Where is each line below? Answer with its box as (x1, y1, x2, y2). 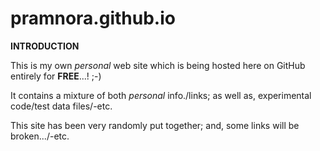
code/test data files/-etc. (10, 100, 113, 112)
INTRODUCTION (10, 40, 80, 52)
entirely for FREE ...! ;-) (10, 70, 102, 82)
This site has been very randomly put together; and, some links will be (10, 119, 300, 131)
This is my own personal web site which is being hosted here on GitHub (10, 59, 306, 71)
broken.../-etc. (10, 130, 70, 142)
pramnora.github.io (10, 7, 176, 30)
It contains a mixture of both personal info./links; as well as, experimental (10, 89, 312, 101)
